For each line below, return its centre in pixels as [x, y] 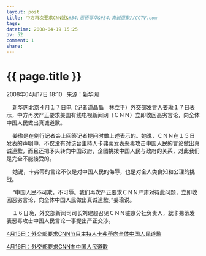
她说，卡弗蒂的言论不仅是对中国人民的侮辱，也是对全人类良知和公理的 [101, 171]
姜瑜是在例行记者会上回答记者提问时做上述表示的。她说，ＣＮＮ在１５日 [103, 135]
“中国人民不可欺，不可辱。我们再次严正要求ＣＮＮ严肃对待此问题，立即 [102, 192]
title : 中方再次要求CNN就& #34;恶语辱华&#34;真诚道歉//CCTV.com [82, 18]
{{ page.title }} [44, 77]
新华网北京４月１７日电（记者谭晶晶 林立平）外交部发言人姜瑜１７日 [101, 107]
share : [15, 47]
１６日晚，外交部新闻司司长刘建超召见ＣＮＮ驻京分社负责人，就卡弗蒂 [101, 213]
